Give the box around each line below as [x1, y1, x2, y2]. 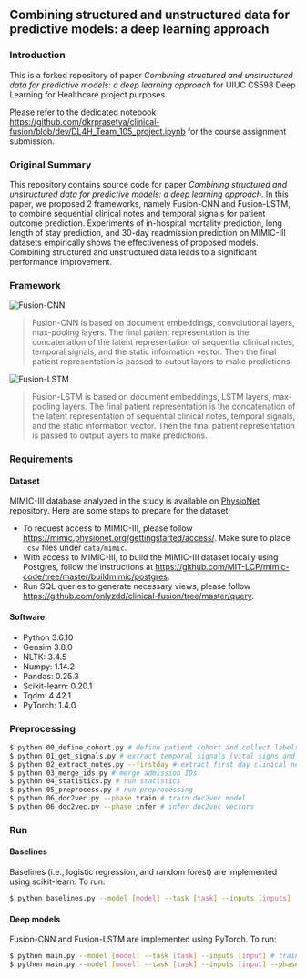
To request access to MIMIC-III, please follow [22, 523, 193, 534]
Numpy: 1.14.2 [22, 660, 76, 672]
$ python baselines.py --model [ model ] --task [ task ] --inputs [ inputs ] [9, 894, 291, 903]
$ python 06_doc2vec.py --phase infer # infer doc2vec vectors [9, 802, 255, 811]
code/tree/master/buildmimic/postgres [22, 571, 168, 582]
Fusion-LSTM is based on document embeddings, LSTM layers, [31, 392, 271, 402]
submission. [9, 136, 55, 147]
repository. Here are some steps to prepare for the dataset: [9, 505, 230, 516]
